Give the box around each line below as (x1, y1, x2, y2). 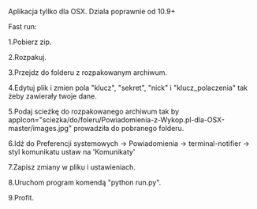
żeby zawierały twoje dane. (8, 91, 97, 101)
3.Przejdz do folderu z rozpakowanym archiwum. (8, 68, 168, 77)
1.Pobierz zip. (8, 37, 52, 47)
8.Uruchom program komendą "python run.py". (8, 177, 162, 187)
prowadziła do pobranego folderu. (73, 124, 184, 132)
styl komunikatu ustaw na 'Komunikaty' (8, 147, 136, 156)
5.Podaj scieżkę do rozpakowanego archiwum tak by (8, 106, 180, 116)
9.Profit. (8, 193, 34, 202)
